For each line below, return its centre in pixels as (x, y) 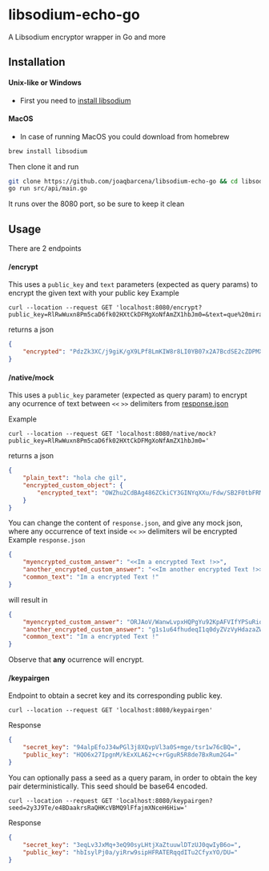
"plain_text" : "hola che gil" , (75, 478)
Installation (37, 62)
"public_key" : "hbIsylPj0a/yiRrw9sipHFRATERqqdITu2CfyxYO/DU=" (130, 852)
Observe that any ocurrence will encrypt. (76, 659)
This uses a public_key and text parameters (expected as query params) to (133, 284)
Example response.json (47, 540)
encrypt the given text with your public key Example (94, 293)
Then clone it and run (44, 167)
